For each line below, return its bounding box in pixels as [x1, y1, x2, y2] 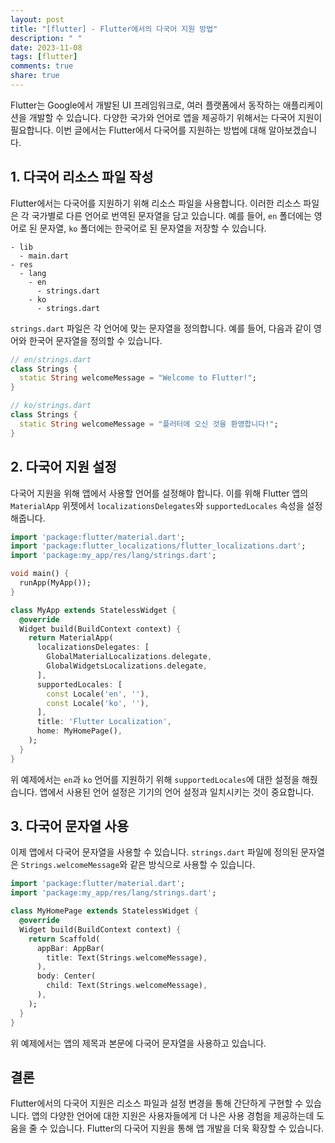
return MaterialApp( [28, 633, 114, 643]
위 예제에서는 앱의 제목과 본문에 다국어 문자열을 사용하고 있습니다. [10, 1037, 267, 1049]
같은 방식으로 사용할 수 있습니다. [129, 859, 256, 871]
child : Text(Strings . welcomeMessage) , [46, 981, 208, 991]
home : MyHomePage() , [36, 726, 123, 736]
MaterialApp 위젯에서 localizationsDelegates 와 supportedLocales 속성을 [10, 499, 305, 511]
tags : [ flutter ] [10, 52, 78, 62]
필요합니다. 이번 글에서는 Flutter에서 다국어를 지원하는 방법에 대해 [10, 124, 267, 136]
